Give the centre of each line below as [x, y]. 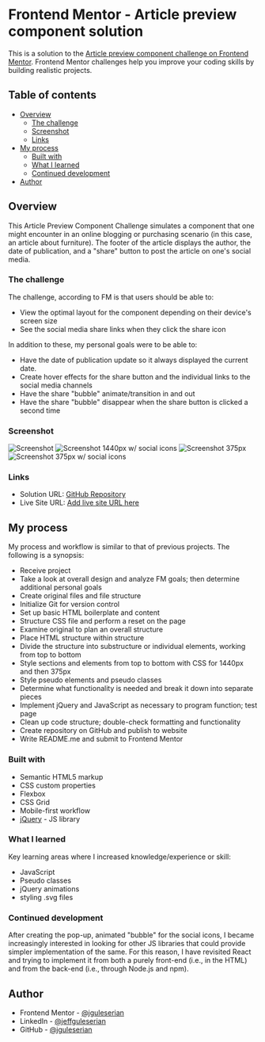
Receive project [45, 571]
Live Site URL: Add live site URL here [79, 503]
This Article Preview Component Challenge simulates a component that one [131, 225]
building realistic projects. [50, 70]
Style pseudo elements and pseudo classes [91, 680]
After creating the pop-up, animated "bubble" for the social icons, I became [131, 935]
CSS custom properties [58, 785]
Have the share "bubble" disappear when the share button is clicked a [134, 402]
